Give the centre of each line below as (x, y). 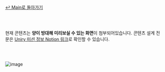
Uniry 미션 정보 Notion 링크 (41, 39)
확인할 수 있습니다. (91, 39)
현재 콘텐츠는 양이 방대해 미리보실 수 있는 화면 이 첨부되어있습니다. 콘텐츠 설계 (80, 33)
